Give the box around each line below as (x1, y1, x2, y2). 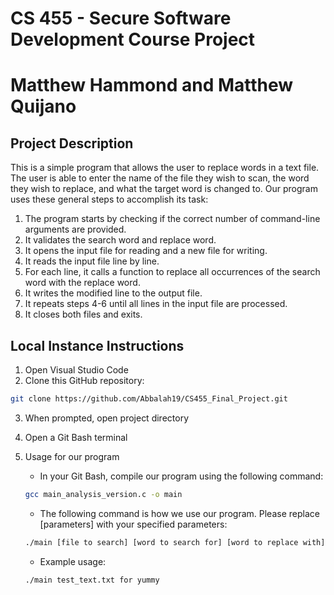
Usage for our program (24, 450, 120, 462)
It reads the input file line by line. (24, 255, 160, 267)
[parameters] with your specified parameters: (39, 518, 228, 530)
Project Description (10, 135, 134, 152)
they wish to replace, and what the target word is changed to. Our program (10, 183, 318, 195)
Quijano (10, 95, 77, 118)
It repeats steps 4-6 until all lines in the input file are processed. (24, 298, 288, 310)
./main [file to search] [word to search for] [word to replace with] (24, 537, 326, 547)
